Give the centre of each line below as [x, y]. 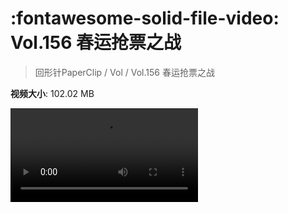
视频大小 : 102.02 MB [52, 93]
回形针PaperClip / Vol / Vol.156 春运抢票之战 [124, 72]
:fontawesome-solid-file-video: [145, 18]
